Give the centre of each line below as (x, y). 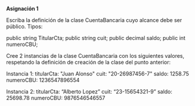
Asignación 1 (22, 9)
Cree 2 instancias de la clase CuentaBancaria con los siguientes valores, (95, 56)
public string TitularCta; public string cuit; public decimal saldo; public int (96, 38)
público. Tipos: (24, 26)
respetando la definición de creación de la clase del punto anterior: (89, 62)
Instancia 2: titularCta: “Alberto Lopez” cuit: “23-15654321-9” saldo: (89, 91)
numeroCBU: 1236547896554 (43, 80)
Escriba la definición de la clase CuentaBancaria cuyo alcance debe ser (94, 20)
